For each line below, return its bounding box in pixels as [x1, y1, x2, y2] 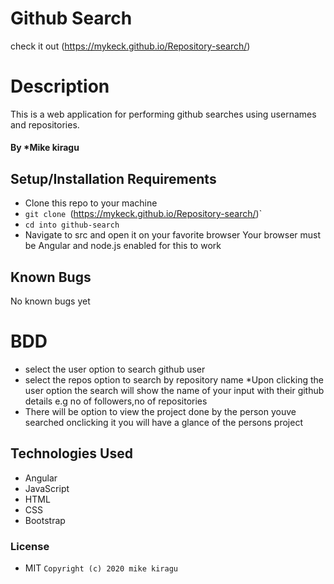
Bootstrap [24, 514, 66, 526]
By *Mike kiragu [10, 142, 80, 154]
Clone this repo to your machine [24, 197, 158, 209]
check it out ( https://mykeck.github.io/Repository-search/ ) [10, 40, 251, 52]
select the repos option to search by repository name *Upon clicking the [24, 374, 324, 386]
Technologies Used [10, 445, 133, 462]
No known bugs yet [10, 295, 91, 307]
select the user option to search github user [24, 363, 206, 376]
